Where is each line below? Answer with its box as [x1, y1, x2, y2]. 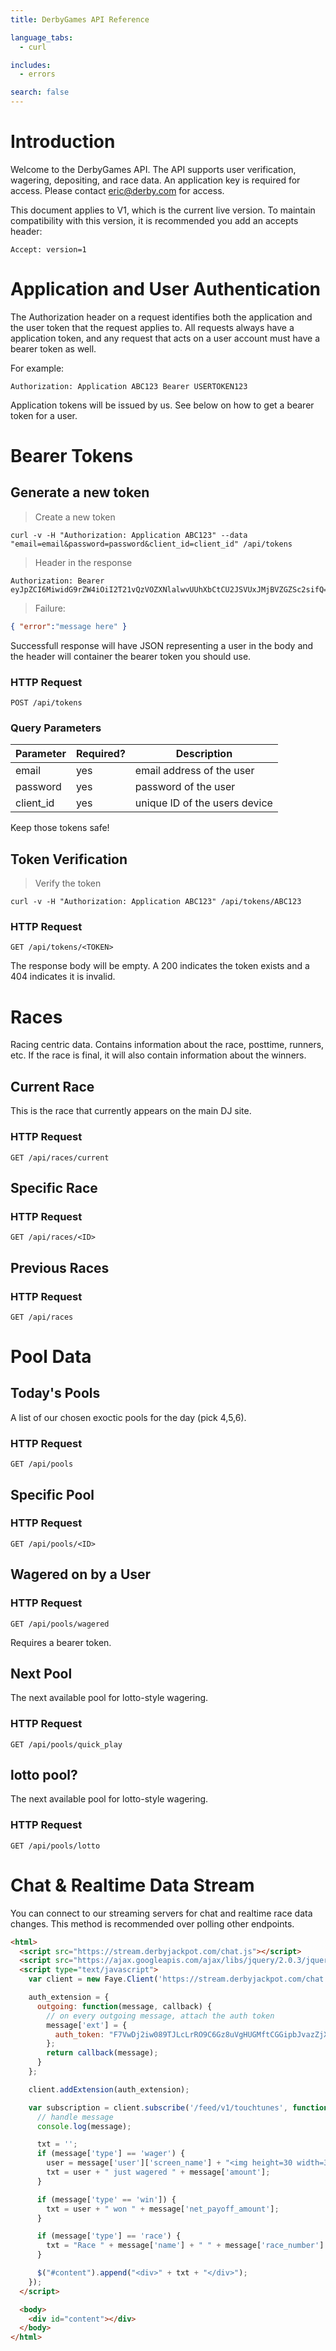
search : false [10, 87, 70, 98]
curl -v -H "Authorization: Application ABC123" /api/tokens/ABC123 [10, 897, 302, 907]
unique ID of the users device [134, 796, 273, 810]
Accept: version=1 [10, 244, 87, 255]
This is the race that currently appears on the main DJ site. [10, 1105, 252, 1117]
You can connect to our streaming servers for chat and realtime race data [10, 1907, 313, 1919]
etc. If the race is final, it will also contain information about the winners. [10, 1049, 307, 1061]
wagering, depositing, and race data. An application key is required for [10, 174, 301, 186]
